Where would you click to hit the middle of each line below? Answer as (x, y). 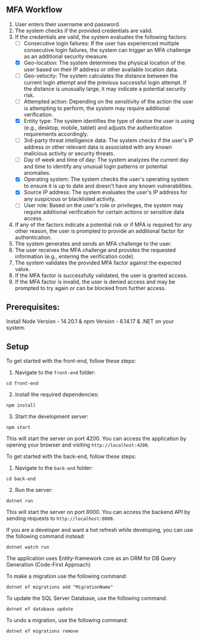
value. (22, 269)
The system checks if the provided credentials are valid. (84, 30)
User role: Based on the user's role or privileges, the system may (103, 205)
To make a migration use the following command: (67, 576)
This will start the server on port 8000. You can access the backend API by (99, 512)
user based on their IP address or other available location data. (101, 69)
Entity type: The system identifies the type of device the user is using (109, 121)
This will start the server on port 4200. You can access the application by (96, 439)
